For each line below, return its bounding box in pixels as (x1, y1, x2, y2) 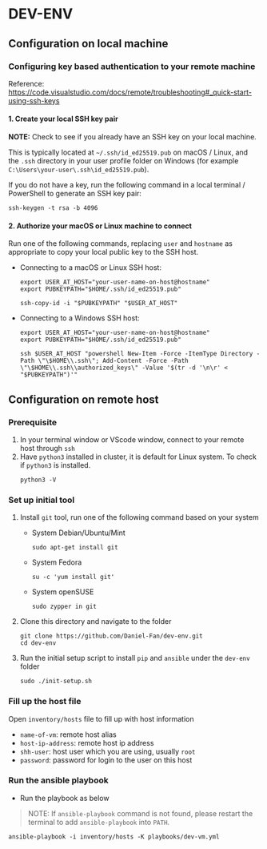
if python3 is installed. (19, 460, 91, 469)
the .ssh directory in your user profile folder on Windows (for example (8, 156, 239, 166)
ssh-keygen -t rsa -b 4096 (8, 204, 98, 212)
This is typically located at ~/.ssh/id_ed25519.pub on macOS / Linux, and (8, 147, 249, 157)
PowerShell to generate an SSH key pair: (8, 189, 142, 199)
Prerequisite (8, 416, 58, 428)
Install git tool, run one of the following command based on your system (19, 513, 259, 522)
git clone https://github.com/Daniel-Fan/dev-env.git (19, 632, 203, 641)
